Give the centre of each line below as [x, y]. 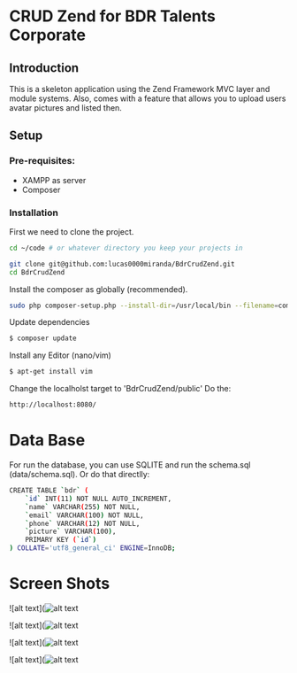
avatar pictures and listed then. [65, 108]
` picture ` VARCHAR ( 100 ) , [71, 532]
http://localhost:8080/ [53, 405]
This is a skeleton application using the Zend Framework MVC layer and [140, 89]
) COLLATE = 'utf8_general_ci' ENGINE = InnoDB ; [92, 548]
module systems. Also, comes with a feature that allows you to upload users [148, 98]
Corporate [48, 35]
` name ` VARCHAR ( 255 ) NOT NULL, [83, 507]
